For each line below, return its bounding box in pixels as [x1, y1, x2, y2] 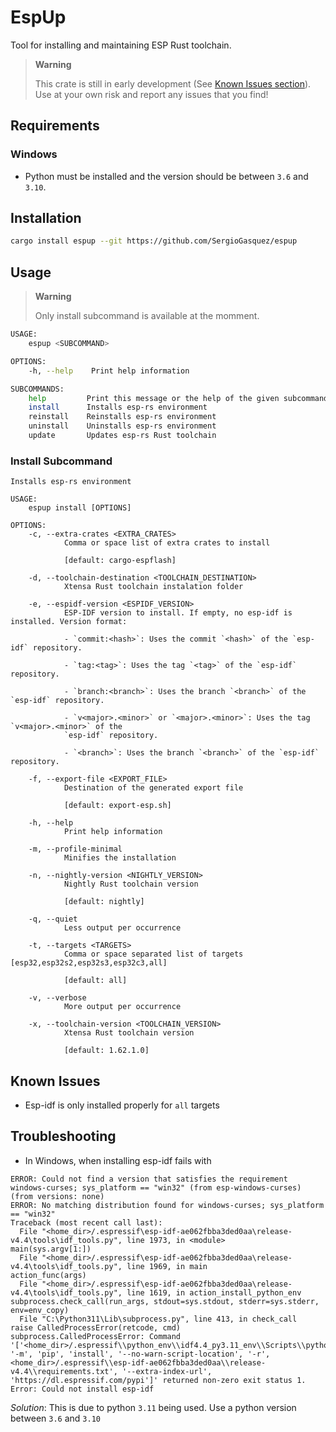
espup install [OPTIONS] [28, 503, 132, 513]
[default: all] [63, 976, 128, 986]
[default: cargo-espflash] [63, 556, 177, 566]
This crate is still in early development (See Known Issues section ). [34, 77, 312, 90]
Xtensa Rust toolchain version [63, 1028, 195, 1038]
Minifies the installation [63, 853, 177, 863]
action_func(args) [10, 1270, 87, 1280]
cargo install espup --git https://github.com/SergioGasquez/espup [10, 236, 298, 246]
